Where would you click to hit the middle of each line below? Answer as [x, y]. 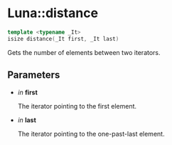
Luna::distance [53, 13]
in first [27, 92]
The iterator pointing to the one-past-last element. [91, 134]
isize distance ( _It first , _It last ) [63, 39]
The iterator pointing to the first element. [77, 106]
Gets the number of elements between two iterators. [84, 52]
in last [27, 120]
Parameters [34, 75]
